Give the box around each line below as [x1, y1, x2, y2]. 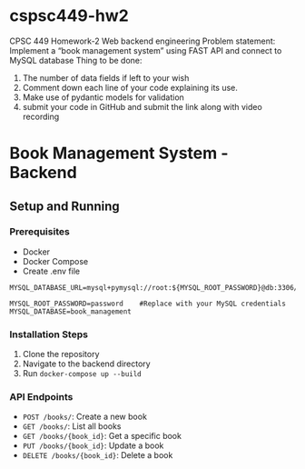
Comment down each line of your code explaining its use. [22, 82, 239, 93]
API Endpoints [9, 391, 74, 404]
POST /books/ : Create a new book [22, 411, 148, 423]
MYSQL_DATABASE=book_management [9, 306, 132, 316]
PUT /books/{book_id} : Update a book [22, 440, 164, 451]
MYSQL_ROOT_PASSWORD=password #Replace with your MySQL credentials [9, 299, 286, 308]
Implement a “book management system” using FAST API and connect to [9, 45, 282, 55]
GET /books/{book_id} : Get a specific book [22, 431, 182, 442]
